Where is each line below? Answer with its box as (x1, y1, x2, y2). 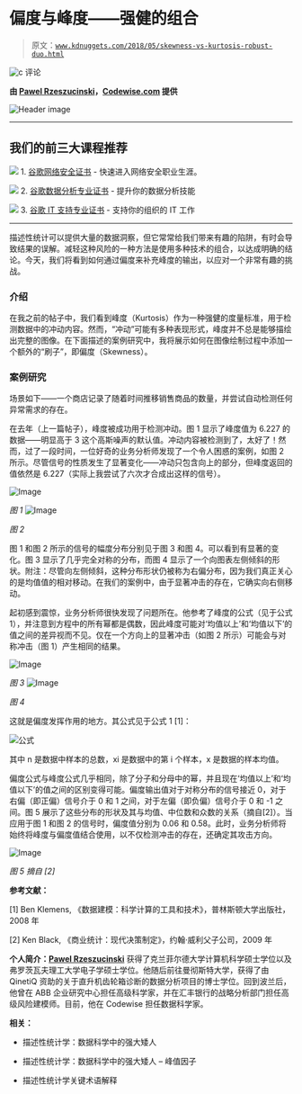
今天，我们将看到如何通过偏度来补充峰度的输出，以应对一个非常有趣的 (24, 254, 285, 265)
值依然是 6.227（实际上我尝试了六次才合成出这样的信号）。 (9, 469, 226, 480)
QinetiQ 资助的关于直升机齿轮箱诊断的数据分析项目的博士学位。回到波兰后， (9, 976, 292, 987)
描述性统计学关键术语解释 (22, 1075, 118, 1086)
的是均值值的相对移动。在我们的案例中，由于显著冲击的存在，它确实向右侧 (9, 577, 285, 587)
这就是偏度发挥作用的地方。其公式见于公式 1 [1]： (9, 716, 191, 727)
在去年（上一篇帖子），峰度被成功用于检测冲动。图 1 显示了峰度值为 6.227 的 (9, 424, 290, 435)
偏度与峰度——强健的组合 (9, 8, 200, 29)
